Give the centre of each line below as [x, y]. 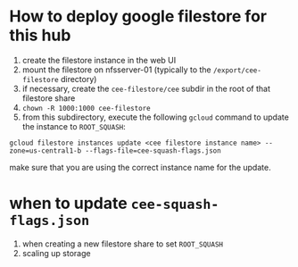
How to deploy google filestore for [138, 17]
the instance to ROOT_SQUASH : [74, 126]
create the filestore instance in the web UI [99, 60]
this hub [40, 35]
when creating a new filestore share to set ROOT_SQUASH [122, 244]
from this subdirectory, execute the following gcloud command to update [156, 117]
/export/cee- [237, 70]
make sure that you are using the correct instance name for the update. [140, 167]
